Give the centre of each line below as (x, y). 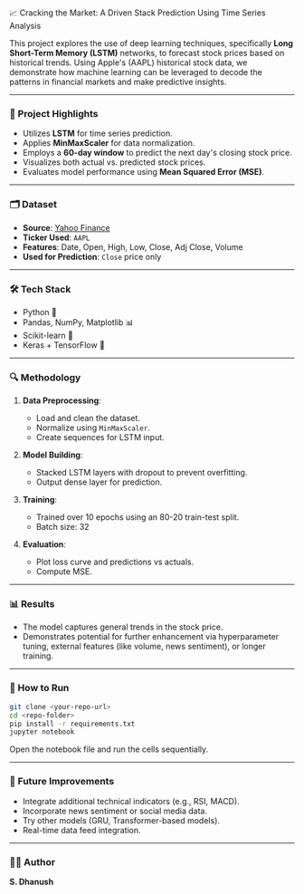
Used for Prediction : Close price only (92, 256)
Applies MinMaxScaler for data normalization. (109, 143)
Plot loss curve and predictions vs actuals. (115, 562)
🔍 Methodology (45, 377)
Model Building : (52, 455)
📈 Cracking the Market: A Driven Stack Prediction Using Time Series (138, 13)
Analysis (25, 26)
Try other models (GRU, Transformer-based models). (121, 820)
